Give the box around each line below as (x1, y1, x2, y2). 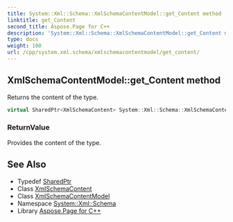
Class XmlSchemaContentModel (17, 191, 110, 200)
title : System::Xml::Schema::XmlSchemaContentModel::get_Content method (7, 10, 222, 17)
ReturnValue (7, 123, 50, 133)
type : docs (7, 36, 39, 43)
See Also (7, 159, 46, 171)
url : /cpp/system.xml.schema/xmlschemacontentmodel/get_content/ (7, 49, 200, 56)
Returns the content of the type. (7, 93, 98, 101)
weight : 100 (7, 42, 42, 49)
